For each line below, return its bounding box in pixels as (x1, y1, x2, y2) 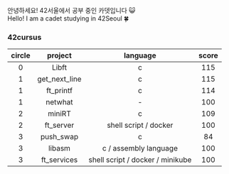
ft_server (44, 120, 75, 130)
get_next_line (37, 74, 82, 84)
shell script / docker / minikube (88, 155, 192, 165)
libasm (48, 143, 71, 153)
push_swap (40, 132, 79, 142)
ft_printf (46, 86, 73, 96)
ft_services (41, 155, 78, 165)
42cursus (7, 32, 42, 42)
